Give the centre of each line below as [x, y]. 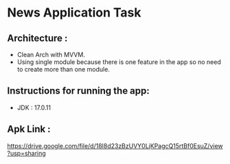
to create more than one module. [63, 69]
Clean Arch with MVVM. [51, 54]
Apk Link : [29, 129]
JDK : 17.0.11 [34, 107]
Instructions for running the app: [78, 91]
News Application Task [74, 13]
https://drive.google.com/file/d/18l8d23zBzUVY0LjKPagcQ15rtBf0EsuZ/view [115, 145]
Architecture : [37, 38]
